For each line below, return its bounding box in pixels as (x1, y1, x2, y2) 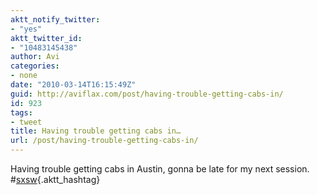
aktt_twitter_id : (10, 33, 83, 43)
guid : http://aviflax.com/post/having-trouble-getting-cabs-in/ (10, 89, 284, 99)
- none (10, 71, 38, 81)
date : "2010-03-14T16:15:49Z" (10, 80, 137, 90)
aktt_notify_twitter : (10, 14, 101, 25)
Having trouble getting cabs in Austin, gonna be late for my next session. (10, 163, 310, 175)
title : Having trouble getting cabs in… (10, 126, 182, 136)
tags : (10, 107, 33, 118)
